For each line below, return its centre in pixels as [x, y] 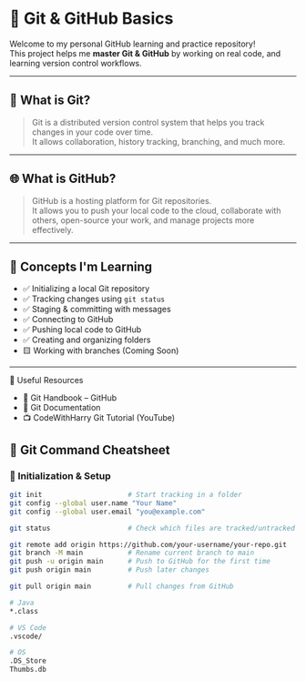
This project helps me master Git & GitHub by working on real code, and [145, 53]
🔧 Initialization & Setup [60, 475]
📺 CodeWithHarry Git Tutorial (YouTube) [99, 418]
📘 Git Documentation [61, 408]
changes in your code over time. [92, 132]
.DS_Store [28, 661]
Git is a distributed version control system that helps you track [148, 122]
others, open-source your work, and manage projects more [143, 220]
